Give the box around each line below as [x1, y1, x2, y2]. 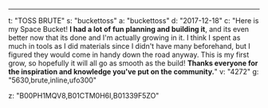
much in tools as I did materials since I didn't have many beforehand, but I [8, 42, 250, 50]
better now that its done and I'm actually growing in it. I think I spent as [8, 33, 241, 42]
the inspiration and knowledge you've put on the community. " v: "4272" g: [8, 67, 259, 76]
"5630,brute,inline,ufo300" [8, 75, 97, 85]
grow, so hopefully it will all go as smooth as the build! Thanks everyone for [8, 58, 258, 68]
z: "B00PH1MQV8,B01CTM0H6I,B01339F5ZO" [8, 91, 160, 100]
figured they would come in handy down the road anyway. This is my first [8, 50, 250, 59]
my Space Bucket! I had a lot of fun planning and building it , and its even [8, 25, 250, 34]
